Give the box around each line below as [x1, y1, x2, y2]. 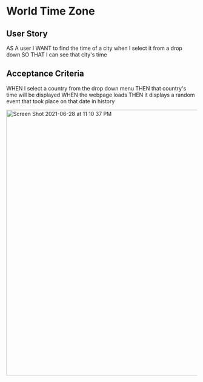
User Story [6, 29, 48, 39]
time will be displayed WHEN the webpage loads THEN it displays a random [6, 91, 195, 98]
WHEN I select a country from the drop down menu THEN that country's [6, 84, 187, 92]
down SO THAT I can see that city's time [6, 51, 107, 58]
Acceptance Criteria [6, 69, 84, 79]
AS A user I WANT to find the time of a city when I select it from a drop [6, 44, 183, 52]
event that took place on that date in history [6, 97, 115, 104]
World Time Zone [6, 4, 95, 18]
